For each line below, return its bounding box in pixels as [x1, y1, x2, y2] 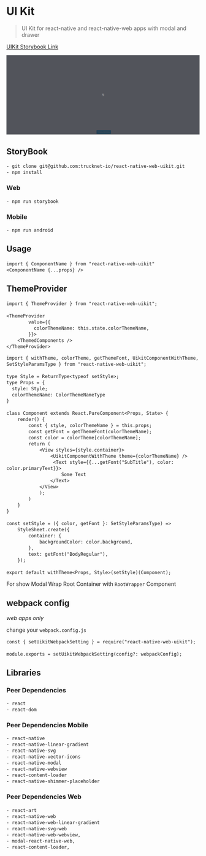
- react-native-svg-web [6, 825, 67, 831]
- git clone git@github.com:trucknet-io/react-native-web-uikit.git [6, 164, 185, 170]
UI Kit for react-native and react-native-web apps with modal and [21, 25, 187, 32]
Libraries [6, 667, 41, 678]
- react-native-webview [6, 766, 67, 773]
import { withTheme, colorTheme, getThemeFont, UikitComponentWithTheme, [6, 355, 199, 361]
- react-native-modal [6, 760, 62, 767]
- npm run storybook [6, 198, 59, 205]
